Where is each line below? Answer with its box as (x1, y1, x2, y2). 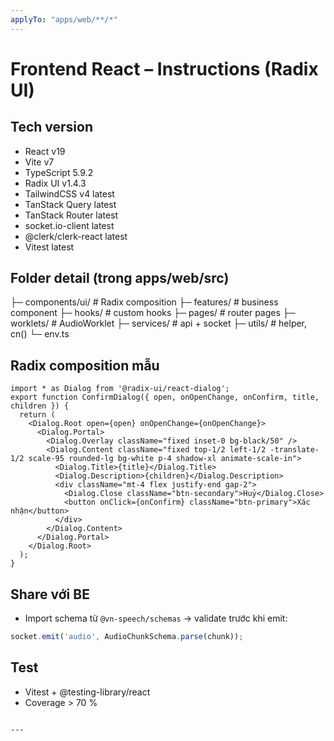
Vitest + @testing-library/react (24, 686, 151, 698)
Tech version (10, 119, 93, 136)
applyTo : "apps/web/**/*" (10, 14, 118, 25)
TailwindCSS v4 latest (24, 187, 115, 200)
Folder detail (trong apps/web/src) (10, 270, 230, 287)
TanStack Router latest (24, 209, 119, 221)
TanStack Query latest (24, 198, 117, 210)
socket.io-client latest (24, 219, 115, 231)
